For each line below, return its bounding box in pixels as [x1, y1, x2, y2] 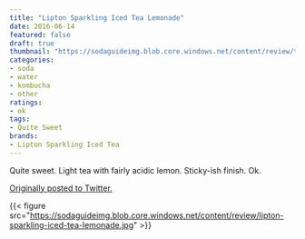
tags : [9, 115, 30, 124]
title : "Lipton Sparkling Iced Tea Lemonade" [9, 13, 184, 23]
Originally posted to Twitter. [9, 183, 113, 194]
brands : [9, 132, 39, 141]
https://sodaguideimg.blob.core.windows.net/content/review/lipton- [30, 210, 284, 221]
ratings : [9, 97, 43, 107]
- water [9, 73, 39, 82]
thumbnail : [9, 47, 51, 56]
